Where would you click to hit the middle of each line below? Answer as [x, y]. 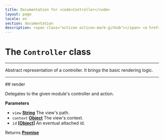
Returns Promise [22, 133]
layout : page [18, 14]
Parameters [17, 103]
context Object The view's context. [48, 118]
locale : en [16, 19]
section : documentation [29, 23]
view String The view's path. [41, 113]
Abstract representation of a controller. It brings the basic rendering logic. [79, 70]
